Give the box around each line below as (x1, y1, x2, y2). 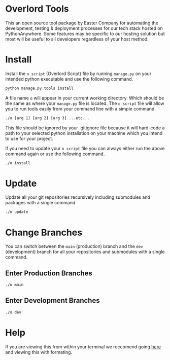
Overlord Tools (5, 3, 70, 15)
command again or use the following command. (5, 151, 105, 157)
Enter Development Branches (5, 296, 100, 305)
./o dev (5, 310, 22, 315)
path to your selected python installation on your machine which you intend (5, 130, 163, 136)
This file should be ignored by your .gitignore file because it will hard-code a (5, 125, 165, 131)
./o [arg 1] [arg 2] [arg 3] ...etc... (5, 115, 90, 121)
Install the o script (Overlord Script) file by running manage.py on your (5, 70, 152, 77)
